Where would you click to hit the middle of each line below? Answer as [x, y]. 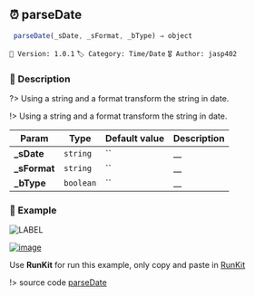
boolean [80, 183]
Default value [135, 138]
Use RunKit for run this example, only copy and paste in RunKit [127, 265]
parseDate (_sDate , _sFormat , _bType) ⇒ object [103, 35]
